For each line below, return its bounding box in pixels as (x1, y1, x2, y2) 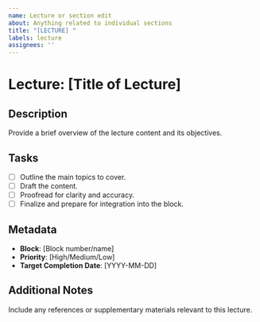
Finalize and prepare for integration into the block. (19, 200, 184, 209)
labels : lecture (8, 33, 62, 42)
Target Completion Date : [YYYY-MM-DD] (19, 261, 157, 270)
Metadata (8, 223, 57, 236)
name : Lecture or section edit (8, 11, 112, 20)
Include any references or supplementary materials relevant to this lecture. (8, 305, 253, 314)
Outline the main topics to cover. (19, 172, 126, 181)
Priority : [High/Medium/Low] (19, 252, 115, 262)
